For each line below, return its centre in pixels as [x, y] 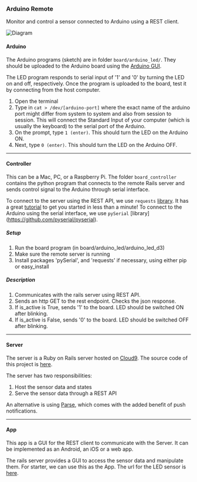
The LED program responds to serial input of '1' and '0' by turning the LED [95, 77]
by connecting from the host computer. [53, 89]
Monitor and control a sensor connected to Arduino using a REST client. [93, 22]
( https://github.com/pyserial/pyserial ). [52, 219]
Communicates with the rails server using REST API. [77, 294]
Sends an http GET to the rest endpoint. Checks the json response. [95, 301]
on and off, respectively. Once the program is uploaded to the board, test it [96, 83]
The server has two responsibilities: [49, 376]
